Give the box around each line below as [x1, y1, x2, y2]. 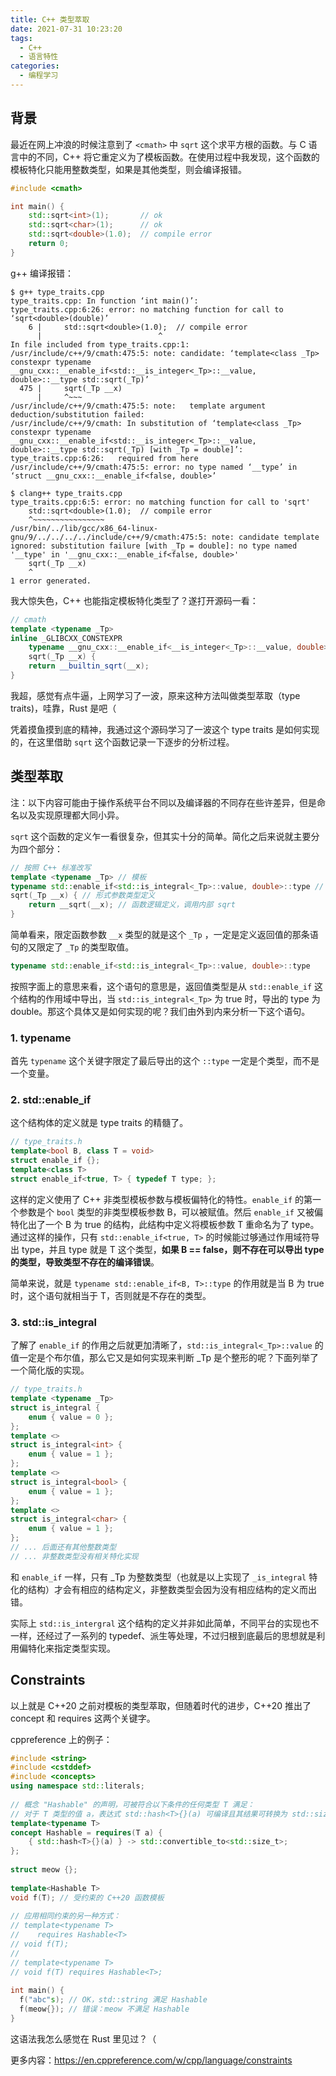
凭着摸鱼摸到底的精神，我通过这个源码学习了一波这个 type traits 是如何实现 [10, 723, 320, 735]
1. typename [10, 1031, 72, 1045]
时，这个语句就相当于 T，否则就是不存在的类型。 [10, 1289, 212, 1301]
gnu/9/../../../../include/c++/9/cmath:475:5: [10, 532, 208, 542]
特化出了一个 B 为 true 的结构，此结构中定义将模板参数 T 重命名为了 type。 [10, 1218, 320, 1230]
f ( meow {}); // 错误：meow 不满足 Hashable [19, 2004, 190, 2015]
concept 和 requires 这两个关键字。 [10, 1712, 156, 1724]
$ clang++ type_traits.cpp [10, 488, 123, 498]
